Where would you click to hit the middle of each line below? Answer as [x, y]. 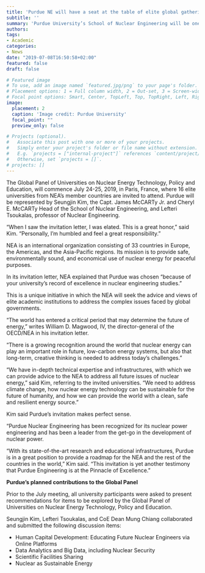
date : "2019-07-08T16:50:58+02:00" [52, 58]
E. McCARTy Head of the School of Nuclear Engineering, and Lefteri [92, 208]
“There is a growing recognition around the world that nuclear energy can [99, 345]
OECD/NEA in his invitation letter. [48, 333]
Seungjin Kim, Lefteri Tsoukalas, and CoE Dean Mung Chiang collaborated [99, 519]
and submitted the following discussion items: [64, 525]
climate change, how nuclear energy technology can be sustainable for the [100, 389]
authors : [17, 29]
